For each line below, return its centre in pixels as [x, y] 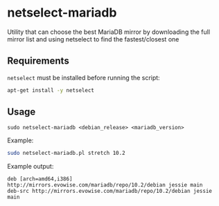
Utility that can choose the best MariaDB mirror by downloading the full [108, 32]
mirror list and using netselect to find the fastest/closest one [93, 39]
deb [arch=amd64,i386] [40, 179]
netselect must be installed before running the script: [84, 77]
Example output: [30, 167]
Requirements [38, 61]
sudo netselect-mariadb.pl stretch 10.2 [67, 153]
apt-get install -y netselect [51, 90]
